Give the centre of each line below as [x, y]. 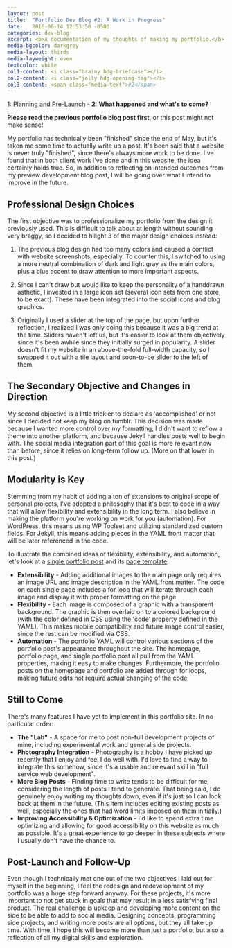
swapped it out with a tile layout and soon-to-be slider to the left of [113, 357]
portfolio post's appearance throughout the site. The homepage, [109, 648]
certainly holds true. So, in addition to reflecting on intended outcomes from [115, 168]
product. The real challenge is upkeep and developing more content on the [114, 908]
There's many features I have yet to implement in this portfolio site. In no [110, 716]
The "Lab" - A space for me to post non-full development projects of [116, 737]
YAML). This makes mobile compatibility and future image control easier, [121, 626]
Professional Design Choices [71, 204]
